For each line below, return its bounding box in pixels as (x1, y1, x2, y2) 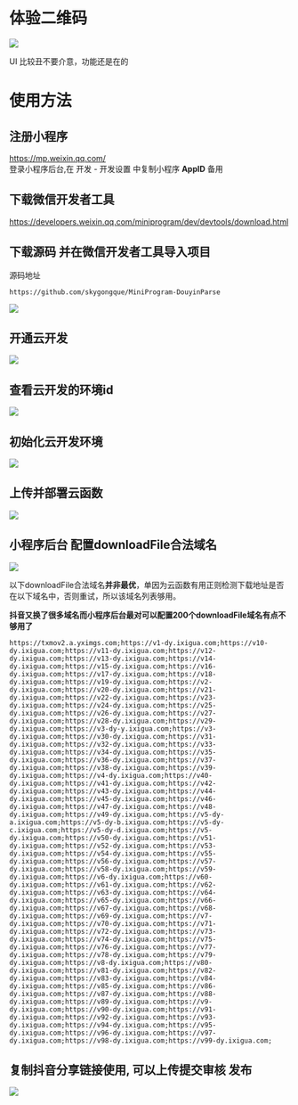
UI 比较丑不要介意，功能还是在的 (9, 55, 129, 67)
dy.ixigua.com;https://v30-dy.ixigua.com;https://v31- (9, 732, 217, 741)
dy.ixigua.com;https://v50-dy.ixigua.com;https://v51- (9, 833, 217, 842)
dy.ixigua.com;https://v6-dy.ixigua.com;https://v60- (9, 872, 213, 881)
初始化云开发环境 (9, 434, 103, 449)
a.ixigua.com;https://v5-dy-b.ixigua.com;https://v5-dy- (9, 817, 225, 827)
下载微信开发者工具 (9, 192, 115, 208)
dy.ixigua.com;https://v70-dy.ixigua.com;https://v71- (9, 919, 217, 928)
